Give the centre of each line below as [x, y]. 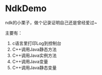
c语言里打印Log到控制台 [37, 43]
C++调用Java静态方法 [34, 49]
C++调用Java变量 [30, 61]
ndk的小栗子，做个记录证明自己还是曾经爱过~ [51, 22]
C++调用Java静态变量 [34, 67]
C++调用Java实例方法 [34, 55]
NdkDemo [26, 9]
